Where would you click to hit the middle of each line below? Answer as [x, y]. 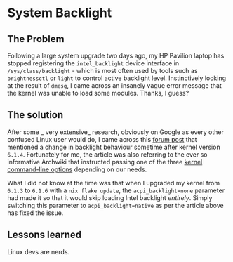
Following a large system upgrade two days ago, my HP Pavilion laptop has [116, 55]
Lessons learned [45, 235]
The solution [35, 115]
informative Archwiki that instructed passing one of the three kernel [105, 162]
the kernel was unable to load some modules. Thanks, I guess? [98, 93]
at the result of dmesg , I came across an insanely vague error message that [115, 85]
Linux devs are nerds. [39, 251]
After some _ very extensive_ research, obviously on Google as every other [116, 132]
